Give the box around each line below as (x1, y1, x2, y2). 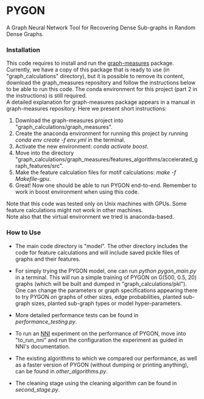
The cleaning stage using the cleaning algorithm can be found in (15, 379, 177, 387)
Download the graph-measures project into (15, 117, 124, 124)
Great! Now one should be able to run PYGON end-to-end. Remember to (15, 181, 197, 189)
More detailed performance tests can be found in (15, 311, 139, 318)
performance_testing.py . (15, 318, 77, 325)
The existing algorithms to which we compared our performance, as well (15, 354, 197, 362)
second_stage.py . (15, 386, 60, 393)
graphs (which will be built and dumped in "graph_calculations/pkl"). (15, 280, 187, 287)
